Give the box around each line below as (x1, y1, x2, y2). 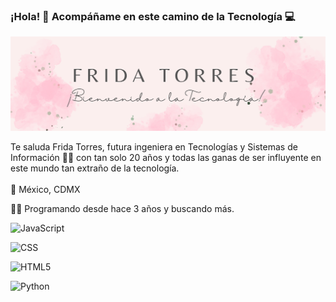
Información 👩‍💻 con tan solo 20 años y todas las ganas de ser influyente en (10, 152, 322, 164)
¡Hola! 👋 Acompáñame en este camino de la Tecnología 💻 (10, 9, 296, 23)
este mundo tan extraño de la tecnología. (10, 162, 180, 174)
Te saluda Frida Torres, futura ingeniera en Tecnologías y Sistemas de (10, 141, 298, 153)
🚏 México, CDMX (10, 184, 81, 196)
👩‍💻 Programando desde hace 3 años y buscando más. (10, 203, 235, 215)
